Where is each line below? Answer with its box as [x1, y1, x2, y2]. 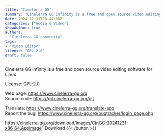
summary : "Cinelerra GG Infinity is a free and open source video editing [5, 12, 162, 17]
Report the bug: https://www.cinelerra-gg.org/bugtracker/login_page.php [5, 110, 154, 116]
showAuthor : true [5, 26, 41, 30]
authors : [5, 30, 23, 35]
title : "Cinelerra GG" [5, 7, 52, 12]
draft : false [5, 53, 32, 58]
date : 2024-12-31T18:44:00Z [5, 16, 63, 21]
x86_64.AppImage [5, 125, 42, 131]
